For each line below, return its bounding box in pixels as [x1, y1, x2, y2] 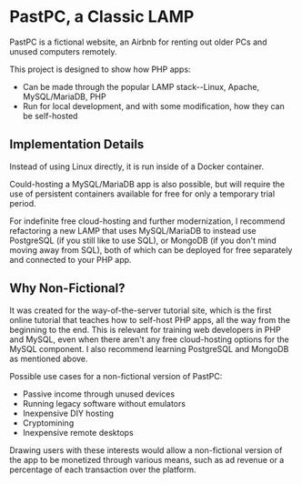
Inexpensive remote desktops [22, 427, 134, 438]
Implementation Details [9, 136, 145, 152]
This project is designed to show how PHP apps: [9, 64, 191, 75]
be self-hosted [22, 110, 78, 121]
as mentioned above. [9, 353, 88, 364]
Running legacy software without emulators [22, 398, 186, 408]
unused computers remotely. [9, 45, 117, 56]
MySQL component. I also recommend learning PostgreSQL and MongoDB [9, 343, 289, 354]
